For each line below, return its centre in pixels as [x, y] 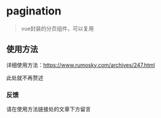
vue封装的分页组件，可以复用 [58, 28]
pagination [34, 11]
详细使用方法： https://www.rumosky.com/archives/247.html [81, 65]
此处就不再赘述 [25, 78]
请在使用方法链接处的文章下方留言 [49, 109]
